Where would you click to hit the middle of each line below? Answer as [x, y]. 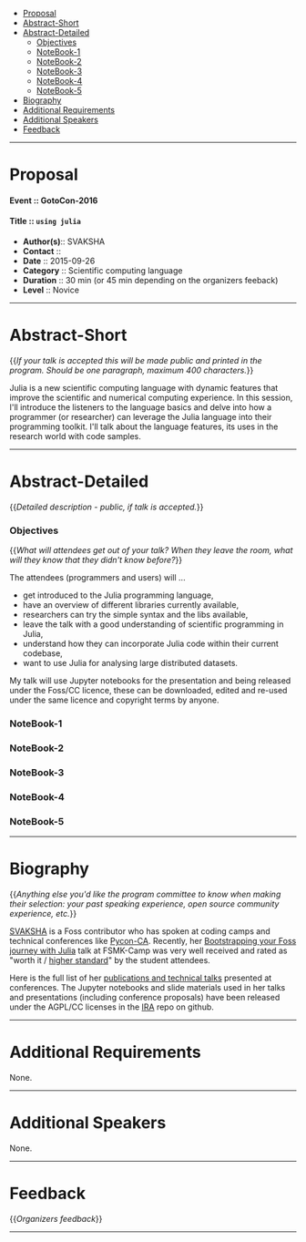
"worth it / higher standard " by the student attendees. [110, 960]
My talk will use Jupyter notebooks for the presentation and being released [150, 681]
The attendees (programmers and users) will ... [97, 578]
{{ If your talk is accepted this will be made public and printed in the [136, 360]
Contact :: [42, 251]
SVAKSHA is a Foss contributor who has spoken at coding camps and [140, 931]
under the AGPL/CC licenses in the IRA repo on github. [112, 1007]
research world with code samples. [75, 436]
